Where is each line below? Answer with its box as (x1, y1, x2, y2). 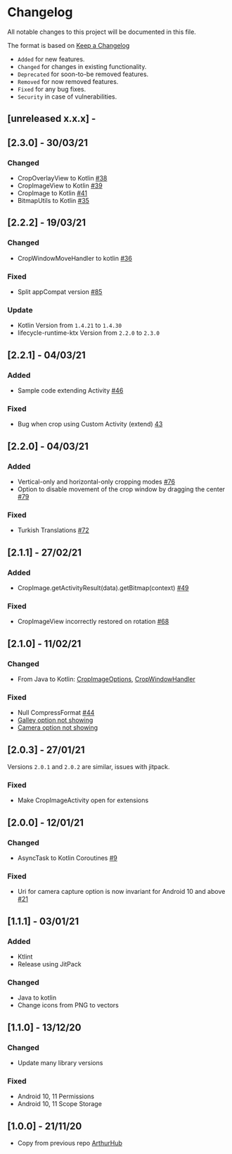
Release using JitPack (17, 960, 82, 969)
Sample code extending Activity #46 (17, 386, 124, 395)
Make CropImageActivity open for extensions (17, 796, 149, 804)
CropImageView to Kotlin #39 (17, 181, 103, 190)
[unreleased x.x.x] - (7, 113, 96, 125)
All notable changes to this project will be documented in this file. (7, 27, 197, 36)
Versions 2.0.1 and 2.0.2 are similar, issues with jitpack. (7, 763, 170, 771)
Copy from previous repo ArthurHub (17, 1139, 123, 1148)
